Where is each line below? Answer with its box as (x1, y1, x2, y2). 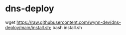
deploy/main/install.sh (5, 24, 50, 30)
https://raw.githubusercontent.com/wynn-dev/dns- (16, 19, 121, 25)
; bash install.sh (49, 24, 82, 30)
